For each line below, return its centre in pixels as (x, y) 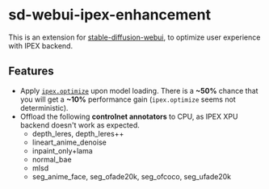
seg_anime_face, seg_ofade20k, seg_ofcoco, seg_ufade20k (132, 176)
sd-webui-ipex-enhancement (110, 15)
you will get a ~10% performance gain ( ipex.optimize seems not (128, 99)
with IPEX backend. (41, 45)
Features (31, 71)
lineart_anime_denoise (69, 142)
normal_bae (52, 159)
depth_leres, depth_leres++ (78, 133)
